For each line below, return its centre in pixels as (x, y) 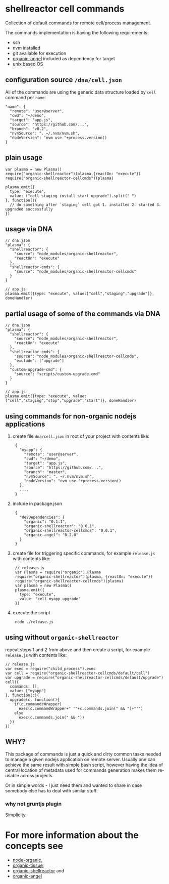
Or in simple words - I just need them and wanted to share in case (74, 785)
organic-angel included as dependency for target (64, 58)
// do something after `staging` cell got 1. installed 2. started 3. (86, 205)
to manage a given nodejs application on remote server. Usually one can (80, 759)
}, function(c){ (22, 695)
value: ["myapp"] (28, 691)
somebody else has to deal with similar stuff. (51, 790)
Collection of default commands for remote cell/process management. (78, 23)
